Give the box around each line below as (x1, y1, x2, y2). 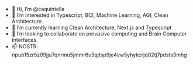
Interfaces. (11, 37, 38, 43)
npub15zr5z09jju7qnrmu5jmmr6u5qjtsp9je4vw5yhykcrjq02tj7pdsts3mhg (11, 51, 187, 58)
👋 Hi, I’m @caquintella (11, 6, 65, 12)
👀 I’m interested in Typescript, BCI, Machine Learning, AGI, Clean (11, 12, 168, 19)
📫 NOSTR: (11, 43, 39, 49)
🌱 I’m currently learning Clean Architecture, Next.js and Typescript (11, 24, 172, 31)
